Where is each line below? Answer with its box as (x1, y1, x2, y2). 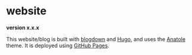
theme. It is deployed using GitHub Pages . (6, 42, 110, 49)
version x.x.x (6, 24, 40, 31)
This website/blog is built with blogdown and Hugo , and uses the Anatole (6, 35, 186, 42)
